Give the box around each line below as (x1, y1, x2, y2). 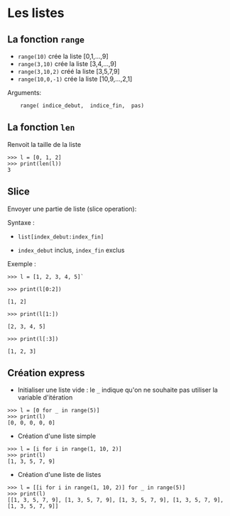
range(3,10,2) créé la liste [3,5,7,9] (17, 67, 120, 75)
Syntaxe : (7, 218, 35, 226)
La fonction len (7, 121, 75, 133)
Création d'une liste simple (17, 432, 97, 441)
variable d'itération (17, 393, 73, 402)
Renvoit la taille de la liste (7, 140, 82, 148)
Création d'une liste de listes (17, 471, 102, 479)
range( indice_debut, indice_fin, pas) (20, 102, 144, 109)
